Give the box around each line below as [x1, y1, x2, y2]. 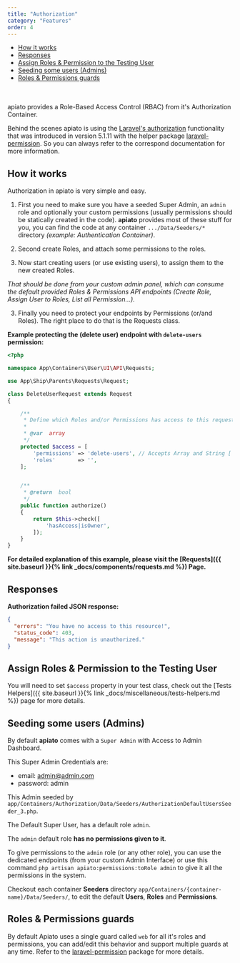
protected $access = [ [20, 443, 88, 450]
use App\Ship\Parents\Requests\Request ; [7, 377, 130, 384]
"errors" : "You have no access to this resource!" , [14, 622, 171, 629]
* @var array [23, 430, 66, 437]
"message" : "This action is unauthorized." [14, 636, 145, 643]
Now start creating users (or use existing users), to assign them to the [17, 259, 224, 267]
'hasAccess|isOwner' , [45, 522, 111, 529]
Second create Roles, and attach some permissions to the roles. [17, 244, 206, 254]
